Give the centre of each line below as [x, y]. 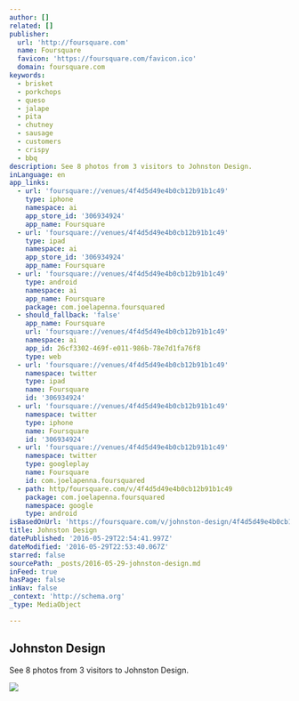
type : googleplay [57, 464]
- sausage [35, 133]
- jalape [33, 109]
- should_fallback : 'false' [69, 315]
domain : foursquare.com [61, 68]
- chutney [35, 125]
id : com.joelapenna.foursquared [85, 480]
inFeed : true [33, 572]
